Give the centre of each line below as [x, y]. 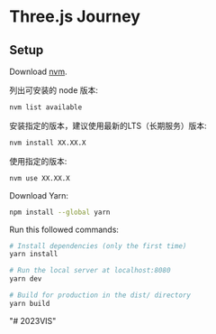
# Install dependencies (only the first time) [98, 246]
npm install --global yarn [60, 212]
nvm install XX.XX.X [48, 143]
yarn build [30, 303]
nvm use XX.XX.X [40, 178]
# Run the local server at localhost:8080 [90, 271]
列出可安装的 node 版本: [54, 90]
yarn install [34, 255]
